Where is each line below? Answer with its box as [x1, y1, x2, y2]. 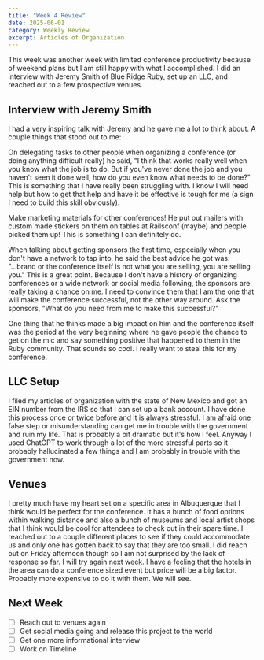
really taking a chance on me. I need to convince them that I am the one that [8, 287, 255, 296]
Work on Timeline [19, 643, 77, 654]
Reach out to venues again [19, 617, 106, 627]
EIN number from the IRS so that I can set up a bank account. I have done [8, 404, 246, 413]
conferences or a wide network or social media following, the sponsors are [8, 279, 251, 288]
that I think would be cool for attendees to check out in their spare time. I [8, 523, 244, 532]
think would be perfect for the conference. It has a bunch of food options [8, 506, 245, 516]
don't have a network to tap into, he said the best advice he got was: [8, 254, 230, 263]
